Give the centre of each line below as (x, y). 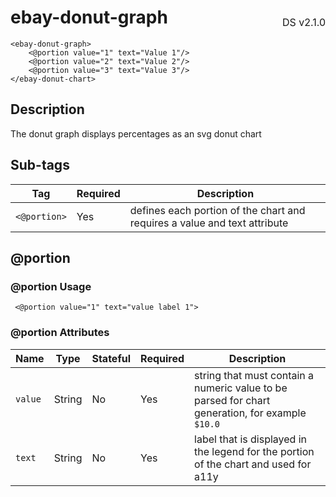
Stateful (111, 358)
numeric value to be (241, 388)
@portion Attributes (60, 333)
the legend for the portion (254, 451)
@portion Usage (51, 286)
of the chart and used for (253, 464)
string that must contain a (254, 375)
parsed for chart (232, 400)
